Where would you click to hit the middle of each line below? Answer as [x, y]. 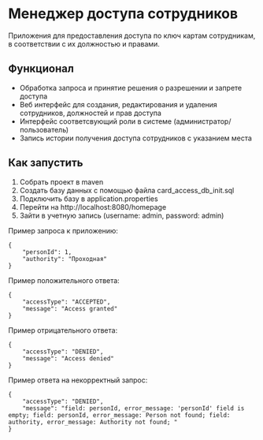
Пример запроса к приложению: [63, 230]
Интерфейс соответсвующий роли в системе [96, 121]
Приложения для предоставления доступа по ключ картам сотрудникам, [132, 35]
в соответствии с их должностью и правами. [84, 43]
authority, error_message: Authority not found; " [93, 422]
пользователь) [44, 129]
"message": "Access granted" [70, 308]
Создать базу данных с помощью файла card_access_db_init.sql [127, 190]
